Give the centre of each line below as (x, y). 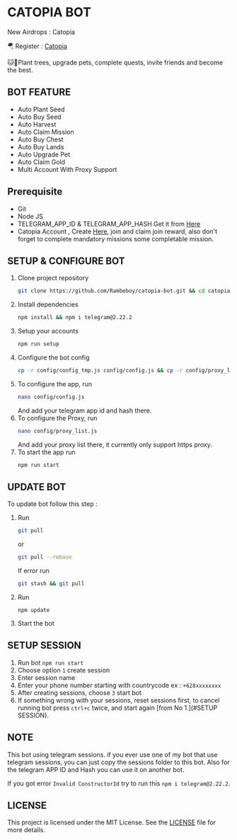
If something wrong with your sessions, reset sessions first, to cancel (118, 700)
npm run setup (38, 344)
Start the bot (36, 623)
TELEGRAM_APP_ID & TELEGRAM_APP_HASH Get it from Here (109, 224)
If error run (33, 571)
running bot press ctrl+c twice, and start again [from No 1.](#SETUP (117, 708)
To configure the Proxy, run (57, 418)
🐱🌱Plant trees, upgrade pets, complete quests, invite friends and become (115, 62)
